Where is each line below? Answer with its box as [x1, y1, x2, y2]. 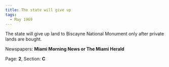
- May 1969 [10, 17, 33, 22]
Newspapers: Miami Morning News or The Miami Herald [5, 46, 125, 52]
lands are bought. [5, 36, 42, 42]
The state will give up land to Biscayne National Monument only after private [5, 31, 164, 37]
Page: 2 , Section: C [5, 56, 46, 62]
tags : [5, 12, 17, 17]
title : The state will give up [5, 7, 71, 13]
